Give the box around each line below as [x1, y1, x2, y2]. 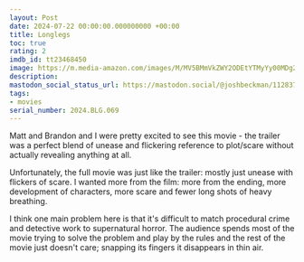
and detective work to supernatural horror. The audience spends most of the [9, 223, 295, 234]
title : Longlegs [9, 30, 71, 39]
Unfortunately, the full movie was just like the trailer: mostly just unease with [9, 167, 294, 178]
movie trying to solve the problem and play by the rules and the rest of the [9, 232, 286, 244]
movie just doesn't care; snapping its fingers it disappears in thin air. [9, 242, 264, 253]
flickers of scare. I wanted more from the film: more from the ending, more [9, 177, 287, 188]
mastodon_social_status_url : [9, 80, 119, 89]
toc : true [9, 38, 47, 48]
